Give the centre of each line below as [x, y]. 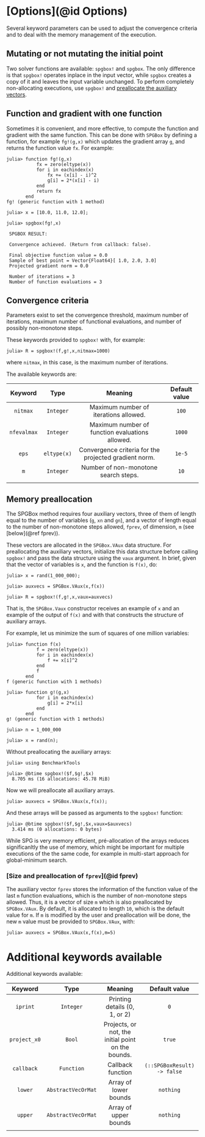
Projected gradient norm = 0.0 [49, 266]
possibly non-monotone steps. [45, 328]
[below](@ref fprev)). [33, 533]
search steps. [119, 475]
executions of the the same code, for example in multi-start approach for [98, 854]
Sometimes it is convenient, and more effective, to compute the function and [103, 128]
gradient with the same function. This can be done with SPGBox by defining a [102, 135]
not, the [120, 1032]
